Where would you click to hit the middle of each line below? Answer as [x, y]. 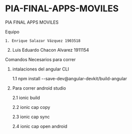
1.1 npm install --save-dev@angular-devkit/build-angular [69, 78]
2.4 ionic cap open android [40, 126]
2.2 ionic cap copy [31, 107]
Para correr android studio [39, 88]
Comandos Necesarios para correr [40, 59]
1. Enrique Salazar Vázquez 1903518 [43, 41]
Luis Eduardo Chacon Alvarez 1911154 [50, 50]
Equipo [12, 32]
